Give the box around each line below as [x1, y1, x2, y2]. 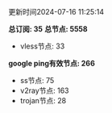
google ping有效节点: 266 [8, 59, 95, 68]
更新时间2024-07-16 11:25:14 [8, 7, 105, 16]
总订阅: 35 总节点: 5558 [8, 24, 88, 34]
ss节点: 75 [19, 76, 55, 85]
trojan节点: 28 [19, 96, 67, 105]
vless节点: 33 [19, 41, 65, 51]
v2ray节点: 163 [19, 86, 69, 95]
